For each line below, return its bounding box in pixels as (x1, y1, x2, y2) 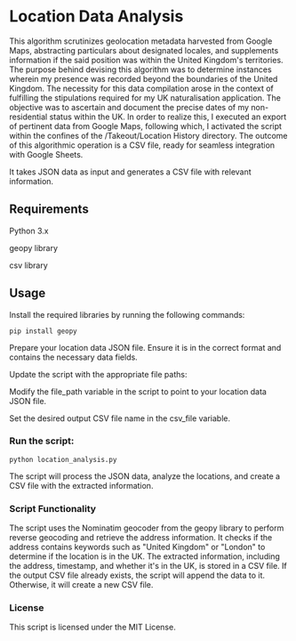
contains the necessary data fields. (9, 352, 138, 362)
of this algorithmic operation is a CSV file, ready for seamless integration (9, 140, 276, 150)
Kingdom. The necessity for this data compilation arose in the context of (9, 83, 274, 93)
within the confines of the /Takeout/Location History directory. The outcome (9, 130, 288, 141)
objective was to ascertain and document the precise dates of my (9, 101, 250, 112)
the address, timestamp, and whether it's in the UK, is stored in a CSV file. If (9, 561, 287, 572)
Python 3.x (9, 225, 49, 236)
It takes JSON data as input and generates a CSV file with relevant (9, 166, 252, 177)
